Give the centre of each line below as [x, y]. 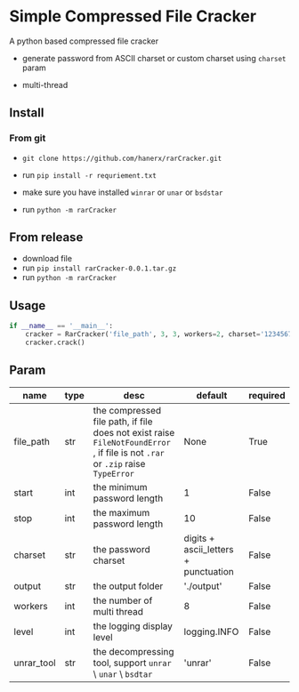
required [267, 395]
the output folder [128, 586]
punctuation [209, 571]
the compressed [127, 410]
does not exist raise [134, 432]
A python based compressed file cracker [84, 41]
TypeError [114, 474]
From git [28, 138]
